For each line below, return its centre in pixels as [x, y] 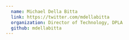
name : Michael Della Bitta [44, 11]
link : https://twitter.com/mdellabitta [60, 17]
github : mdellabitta [36, 28]
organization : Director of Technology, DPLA [67, 22]
